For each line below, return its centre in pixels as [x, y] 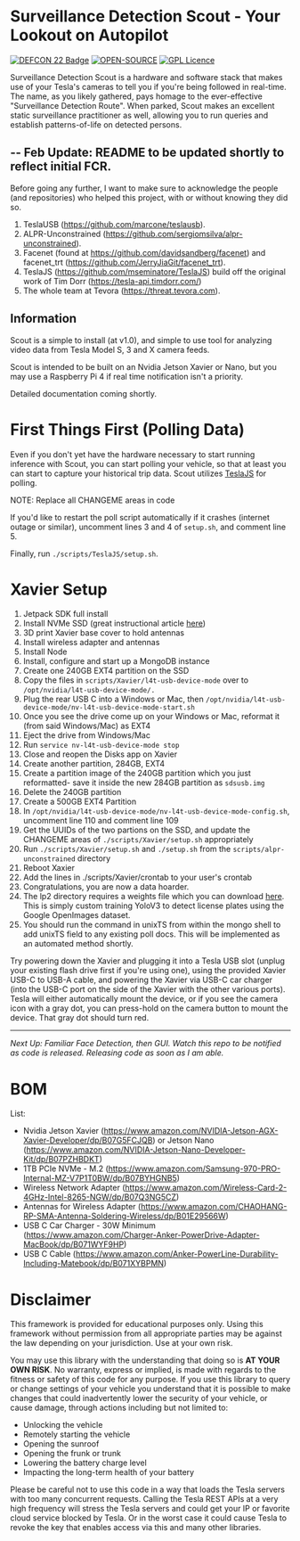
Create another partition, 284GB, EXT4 [94, 764]
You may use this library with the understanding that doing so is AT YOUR [145, 1360]
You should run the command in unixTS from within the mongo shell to [152, 925]
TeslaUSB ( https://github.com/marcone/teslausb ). [114, 224]
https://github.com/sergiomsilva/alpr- [174, 234]
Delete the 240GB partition [72, 792]
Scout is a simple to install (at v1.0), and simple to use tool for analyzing [141, 340]
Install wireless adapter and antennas [91, 643]
